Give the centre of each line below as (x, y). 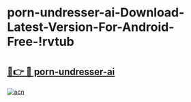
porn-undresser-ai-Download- (96, 13)
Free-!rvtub (41, 42)
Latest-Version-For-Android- (91, 27)
